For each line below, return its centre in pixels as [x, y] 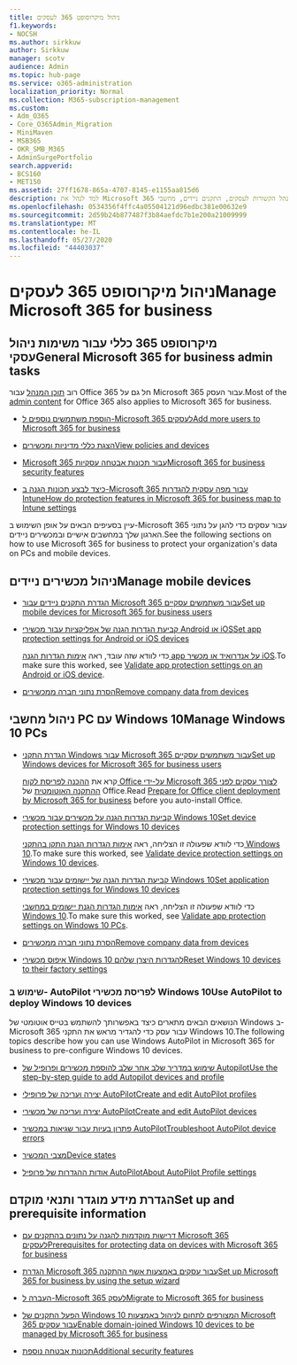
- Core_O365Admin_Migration [61, 125]
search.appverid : [41, 166]
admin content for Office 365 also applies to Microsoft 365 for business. [141, 402]
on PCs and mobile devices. [60, 554]
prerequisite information [78, 1214]
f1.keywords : [33, 26]
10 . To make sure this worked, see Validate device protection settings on [152, 853]
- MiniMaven [31, 133]
